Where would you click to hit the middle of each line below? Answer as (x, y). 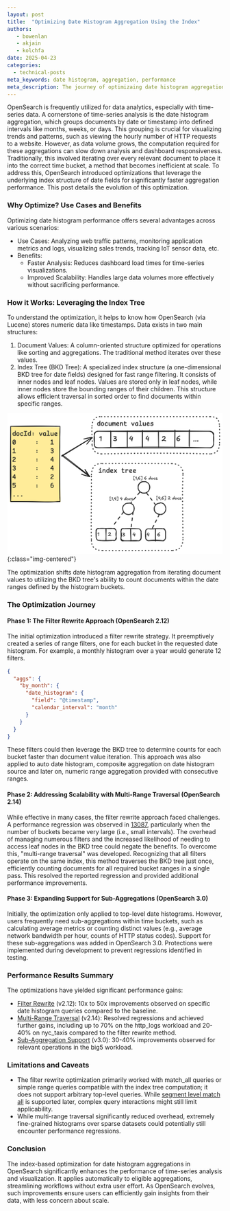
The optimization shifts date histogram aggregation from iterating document (114, 572)
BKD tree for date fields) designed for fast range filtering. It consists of (117, 374)
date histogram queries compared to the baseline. (87, 1011)
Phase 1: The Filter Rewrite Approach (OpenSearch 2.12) (88, 621)
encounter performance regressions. (69, 1131)
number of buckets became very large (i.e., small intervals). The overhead (112, 831)
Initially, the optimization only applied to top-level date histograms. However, (115, 914)
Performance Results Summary (61, 975)
